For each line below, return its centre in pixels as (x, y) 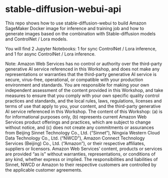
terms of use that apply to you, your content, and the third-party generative (83, 106)
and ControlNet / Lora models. (36, 39)
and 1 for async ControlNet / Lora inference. (51, 54)
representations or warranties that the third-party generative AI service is (81, 74)
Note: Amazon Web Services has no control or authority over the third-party (84, 63)
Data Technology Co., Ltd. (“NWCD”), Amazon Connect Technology (75, 138)
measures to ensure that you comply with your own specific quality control (82, 95)
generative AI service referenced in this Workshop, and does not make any (82, 69)
